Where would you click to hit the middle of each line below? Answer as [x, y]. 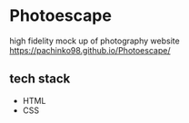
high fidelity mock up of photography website [94, 41]
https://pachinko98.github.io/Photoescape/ [90, 50]
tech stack [40, 79]
